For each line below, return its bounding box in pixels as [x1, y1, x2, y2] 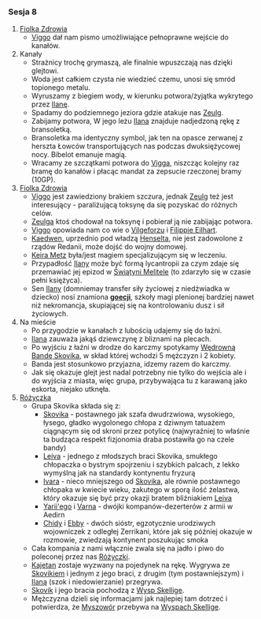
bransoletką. [31, 125, 72, 134]
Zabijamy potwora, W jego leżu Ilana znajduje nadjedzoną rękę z [31, 117, 241, 126]
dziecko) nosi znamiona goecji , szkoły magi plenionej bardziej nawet [31, 293, 255, 302]
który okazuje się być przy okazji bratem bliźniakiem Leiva [42, 494, 232, 503]
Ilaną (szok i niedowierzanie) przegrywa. [31, 577, 164, 587]
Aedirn [42, 510, 65, 520]
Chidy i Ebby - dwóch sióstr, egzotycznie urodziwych [42, 519, 216, 528]
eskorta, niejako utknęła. [31, 385, 111, 394]
